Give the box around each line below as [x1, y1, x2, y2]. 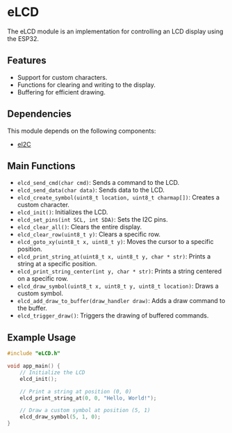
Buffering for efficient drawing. [17, 88, 106, 96]
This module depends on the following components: [7, 126, 156, 135]
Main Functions [7, 160, 76, 172]
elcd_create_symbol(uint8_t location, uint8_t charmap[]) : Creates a [17, 193, 220, 202]
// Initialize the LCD [19, 369, 85, 376]
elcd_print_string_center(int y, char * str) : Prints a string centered [17, 267, 222, 275]
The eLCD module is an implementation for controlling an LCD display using [7, 27, 224, 35]
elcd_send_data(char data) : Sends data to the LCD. [17, 186, 165, 195]
